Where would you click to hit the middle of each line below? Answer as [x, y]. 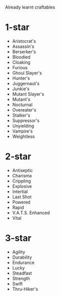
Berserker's [24, 51]
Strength [21, 278]
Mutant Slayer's [28, 94]
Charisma [22, 175]
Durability [22, 257]
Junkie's [21, 89]
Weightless [24, 136]
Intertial [20, 191]
